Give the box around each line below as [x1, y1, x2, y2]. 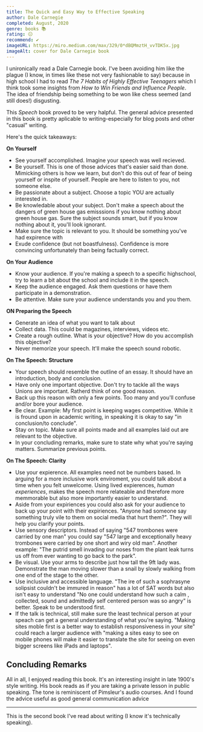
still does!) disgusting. [6, 97, 62, 104]
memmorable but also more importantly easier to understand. [14, 494, 168, 502]
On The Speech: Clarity [6, 457, 66, 464]
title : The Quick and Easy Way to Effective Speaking [6, 8, 145, 15]
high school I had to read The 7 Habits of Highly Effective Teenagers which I [6, 77, 196, 85]
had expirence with [14, 233, 63, 241]
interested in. [14, 195, 48, 202]
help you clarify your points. [14, 520, 85, 527]
